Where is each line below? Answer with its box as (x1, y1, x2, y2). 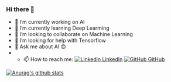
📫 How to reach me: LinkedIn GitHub (23, 56, 165, 63)
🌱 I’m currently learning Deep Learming (14, 24, 110, 31)
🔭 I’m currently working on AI (14, 19, 85, 26)
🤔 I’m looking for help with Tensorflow (14, 37, 107, 44)
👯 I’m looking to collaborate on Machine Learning (14, 31, 133, 38)
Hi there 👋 (6, 5, 35, 13)
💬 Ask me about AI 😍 (14, 43, 66, 50)
